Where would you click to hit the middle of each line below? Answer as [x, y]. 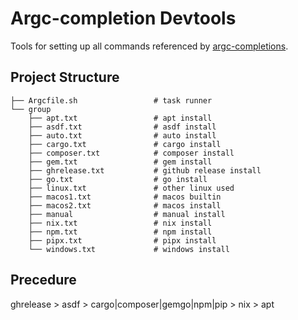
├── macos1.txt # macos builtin [125, 197]
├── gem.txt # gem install [120, 162]
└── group [31, 109]
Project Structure [65, 77]
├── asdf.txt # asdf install [122, 127]
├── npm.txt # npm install [120, 232]
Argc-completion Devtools [123, 18]
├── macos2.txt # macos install [125, 205]
